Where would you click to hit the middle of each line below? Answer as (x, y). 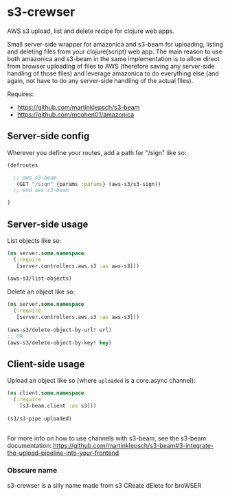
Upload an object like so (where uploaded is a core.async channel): (101, 381)
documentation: (30, 445)
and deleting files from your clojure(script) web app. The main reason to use (115, 51)
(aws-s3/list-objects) (39, 279)
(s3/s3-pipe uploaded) (39, 418)
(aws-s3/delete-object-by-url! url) (59, 330)
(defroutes (23, 165)
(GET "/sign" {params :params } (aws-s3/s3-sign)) (89, 184)
